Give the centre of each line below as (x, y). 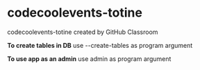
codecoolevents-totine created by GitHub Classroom (83, 32)
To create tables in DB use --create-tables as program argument (100, 45)
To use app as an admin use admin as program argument (89, 59)
